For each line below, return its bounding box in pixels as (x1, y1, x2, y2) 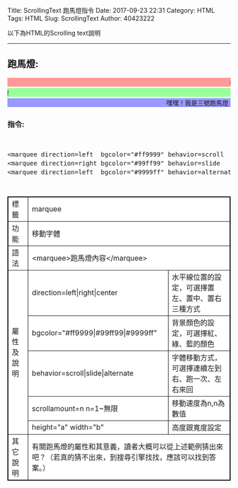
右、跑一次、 (171, 374, 215, 384)
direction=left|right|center (31, 288, 118, 297)
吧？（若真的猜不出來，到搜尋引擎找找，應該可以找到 (31, 453, 210, 463)
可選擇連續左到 (171, 363, 222, 373)
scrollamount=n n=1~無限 (31, 404, 118, 414)
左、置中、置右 (171, 293, 222, 303)
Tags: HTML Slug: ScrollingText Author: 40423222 (7, 14, 155, 23)
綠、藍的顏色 (171, 339, 215, 349)
